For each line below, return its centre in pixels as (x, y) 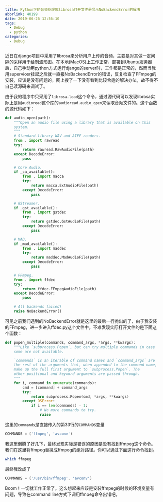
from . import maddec (44, 248)
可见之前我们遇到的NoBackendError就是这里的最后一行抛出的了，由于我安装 (81, 321)
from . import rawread (37, 141)
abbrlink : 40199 (21, 14)
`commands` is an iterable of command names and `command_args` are (84, 360)
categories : (17, 37)
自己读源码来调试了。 (26, 86)
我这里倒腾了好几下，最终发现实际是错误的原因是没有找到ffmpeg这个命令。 (80, 444)
